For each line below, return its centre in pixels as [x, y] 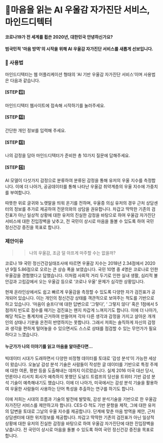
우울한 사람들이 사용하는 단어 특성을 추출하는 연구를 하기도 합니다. [72, 388]
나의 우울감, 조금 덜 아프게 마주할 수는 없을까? [72, 253]
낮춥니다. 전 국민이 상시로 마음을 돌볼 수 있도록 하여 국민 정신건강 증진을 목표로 [80, 429]
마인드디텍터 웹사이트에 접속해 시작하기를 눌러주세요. [55, 105]
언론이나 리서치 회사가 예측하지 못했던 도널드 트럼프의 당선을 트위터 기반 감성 [78, 376]
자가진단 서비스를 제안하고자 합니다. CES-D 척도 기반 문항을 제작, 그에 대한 [76, 405]
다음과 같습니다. [25, 80]
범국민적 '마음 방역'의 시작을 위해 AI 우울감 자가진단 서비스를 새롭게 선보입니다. [79, 49]
